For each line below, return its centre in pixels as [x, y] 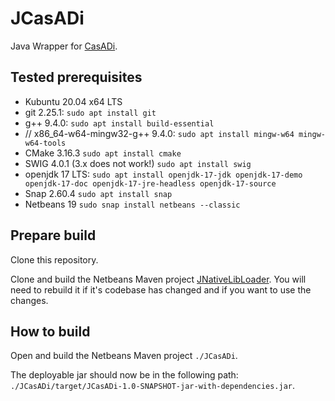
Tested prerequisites [76, 77]
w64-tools [45, 143]
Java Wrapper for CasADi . [64, 46]
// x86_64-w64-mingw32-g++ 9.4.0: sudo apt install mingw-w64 [159, 133]
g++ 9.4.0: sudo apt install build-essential [119, 123]
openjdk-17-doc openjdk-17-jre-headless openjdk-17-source [150, 183]
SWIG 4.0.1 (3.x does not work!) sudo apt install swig [138, 163]
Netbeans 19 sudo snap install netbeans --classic [132, 204]
